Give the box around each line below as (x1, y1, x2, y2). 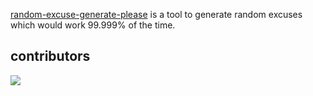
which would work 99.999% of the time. (10, 19, 176, 31)
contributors (10, 48, 91, 65)
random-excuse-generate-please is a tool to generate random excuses (10, 9, 303, 20)
